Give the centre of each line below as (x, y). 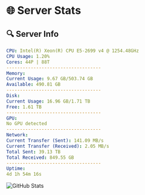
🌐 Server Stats (44, 11)
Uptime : (16, 169)
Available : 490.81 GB (34, 85)
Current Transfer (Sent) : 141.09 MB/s (55, 141)
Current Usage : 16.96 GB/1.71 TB (48, 101)
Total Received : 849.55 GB (40, 158)
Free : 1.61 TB (24, 107)
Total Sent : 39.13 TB (34, 152)
